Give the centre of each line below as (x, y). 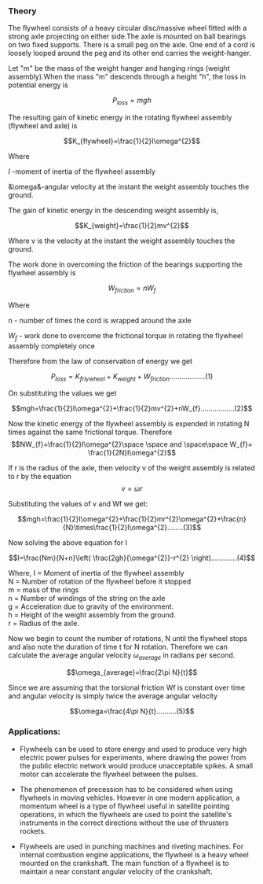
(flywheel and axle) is (43, 126)
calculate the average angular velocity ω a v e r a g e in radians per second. (122, 656)
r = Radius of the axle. (44, 624)
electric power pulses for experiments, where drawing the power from (133, 757)
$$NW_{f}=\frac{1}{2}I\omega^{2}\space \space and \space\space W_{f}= (132, 444)
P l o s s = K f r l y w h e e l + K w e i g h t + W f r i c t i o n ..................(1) (132, 377)
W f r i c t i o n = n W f (132, 289)
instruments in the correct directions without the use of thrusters (124, 823)
